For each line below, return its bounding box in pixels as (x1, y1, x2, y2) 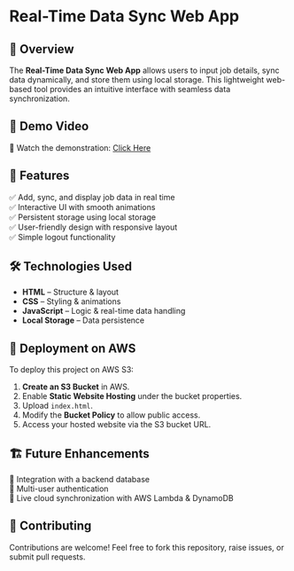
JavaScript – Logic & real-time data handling (21, 306, 186, 317)
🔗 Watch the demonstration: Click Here (9, 142, 151, 153)
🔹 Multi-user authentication (9, 483, 109, 494)
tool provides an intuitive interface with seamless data (34, 84, 231, 94)
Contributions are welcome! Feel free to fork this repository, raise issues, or (9, 542, 285, 552)
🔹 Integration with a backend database (9, 474, 151, 485)
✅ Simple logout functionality (9, 231, 116, 242)
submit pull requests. (9, 551, 86, 562)
